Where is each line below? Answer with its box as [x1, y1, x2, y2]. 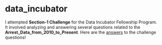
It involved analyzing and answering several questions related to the [5, 24, 141, 30]
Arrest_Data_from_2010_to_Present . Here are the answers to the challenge [5, 29, 156, 35]
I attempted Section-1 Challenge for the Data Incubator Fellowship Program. [5, 19, 157, 25]
